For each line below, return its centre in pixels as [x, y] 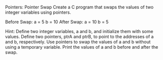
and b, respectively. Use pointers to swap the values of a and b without [78, 42]
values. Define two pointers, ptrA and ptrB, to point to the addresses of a [80, 37]
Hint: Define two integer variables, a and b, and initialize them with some [79, 31]
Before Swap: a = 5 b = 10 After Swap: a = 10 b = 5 [57, 22]
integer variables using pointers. [38, 12]
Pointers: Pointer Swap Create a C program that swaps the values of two [80, 7]
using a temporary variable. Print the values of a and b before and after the [82, 47]
